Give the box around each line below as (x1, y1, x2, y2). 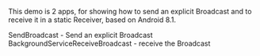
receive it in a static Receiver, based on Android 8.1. (8, 15, 177, 24)
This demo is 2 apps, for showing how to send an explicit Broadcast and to (8, 7, 252, 16)
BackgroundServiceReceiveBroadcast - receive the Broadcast (8, 39, 211, 48)
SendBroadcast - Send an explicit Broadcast (8, 31, 153, 39)
